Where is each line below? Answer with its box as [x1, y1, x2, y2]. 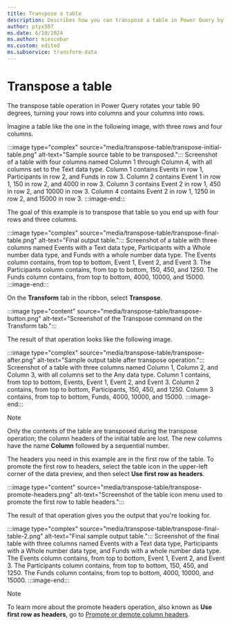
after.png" [7, 356, 36, 364]
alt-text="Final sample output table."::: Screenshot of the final [44, 532, 220, 540]
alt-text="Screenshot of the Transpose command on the [42, 314, 202, 323]
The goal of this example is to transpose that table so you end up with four [7, 208, 219, 216]
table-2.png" [7, 532, 43, 540]
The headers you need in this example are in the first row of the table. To [7, 455, 214, 463]
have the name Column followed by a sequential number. [7, 441, 170, 450]
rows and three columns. [7, 215, 78, 224]
